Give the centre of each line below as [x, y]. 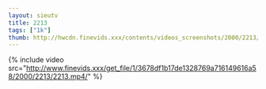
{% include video [36, 60]
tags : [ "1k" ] [30, 30]
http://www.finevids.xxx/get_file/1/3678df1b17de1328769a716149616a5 [142, 69]
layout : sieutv [33, 15]
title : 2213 [28, 23]
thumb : [19, 37]
